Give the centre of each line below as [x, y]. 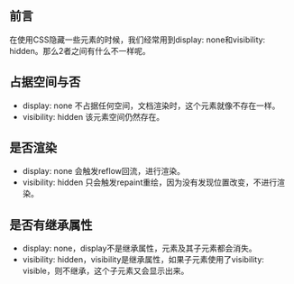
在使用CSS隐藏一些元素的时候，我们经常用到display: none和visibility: [138, 40]
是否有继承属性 [51, 225]
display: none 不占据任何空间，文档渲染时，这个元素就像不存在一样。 [151, 105]
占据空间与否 [45, 82]
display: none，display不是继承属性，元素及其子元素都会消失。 [139, 248]
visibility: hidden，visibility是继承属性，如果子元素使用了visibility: [143, 260]
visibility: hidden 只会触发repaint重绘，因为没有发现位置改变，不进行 [150, 182]
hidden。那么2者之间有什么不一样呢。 [80, 50]
